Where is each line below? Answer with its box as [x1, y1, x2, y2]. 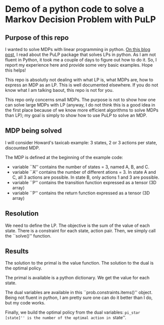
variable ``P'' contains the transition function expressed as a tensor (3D [12, 179, 157, 185]
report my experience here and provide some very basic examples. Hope [5, 62, 153, 68]
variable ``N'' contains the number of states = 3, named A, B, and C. [12, 163, 150, 170]
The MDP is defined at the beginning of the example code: [5, 154, 124, 160]
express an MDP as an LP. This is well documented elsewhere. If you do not [5, 82, 159, 88]
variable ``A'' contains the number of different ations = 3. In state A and [12, 169, 156, 175]
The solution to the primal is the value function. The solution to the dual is [5, 260, 154, 266]
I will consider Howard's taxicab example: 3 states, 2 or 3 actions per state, [5, 139, 157, 145]
